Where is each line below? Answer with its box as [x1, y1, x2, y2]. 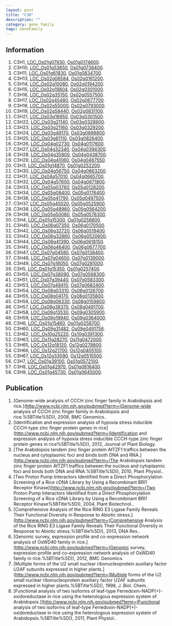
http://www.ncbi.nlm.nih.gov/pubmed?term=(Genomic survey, [15, 544, 146, 550]
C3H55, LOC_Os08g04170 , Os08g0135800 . [13, 293, 105, 299]
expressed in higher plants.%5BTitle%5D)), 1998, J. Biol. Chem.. [13, 582, 149, 589]
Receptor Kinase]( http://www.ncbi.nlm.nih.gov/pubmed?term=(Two [13, 484, 156, 490]
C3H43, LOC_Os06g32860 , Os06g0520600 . [13, 233, 107, 239]
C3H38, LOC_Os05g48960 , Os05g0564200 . [13, 206, 107, 212]
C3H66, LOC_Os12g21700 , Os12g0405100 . [13, 347, 103, 353]
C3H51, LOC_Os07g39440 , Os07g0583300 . [13, 276, 105, 283]
